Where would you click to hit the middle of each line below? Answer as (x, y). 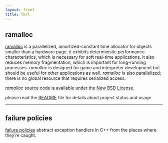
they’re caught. (21, 136)
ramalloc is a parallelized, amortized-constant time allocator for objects (78, 47)
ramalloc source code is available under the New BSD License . (70, 88)
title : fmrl (17, 14)
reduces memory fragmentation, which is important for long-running (75, 62)
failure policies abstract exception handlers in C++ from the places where (81, 130)
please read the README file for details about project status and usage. (79, 98)
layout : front (20, 10)
